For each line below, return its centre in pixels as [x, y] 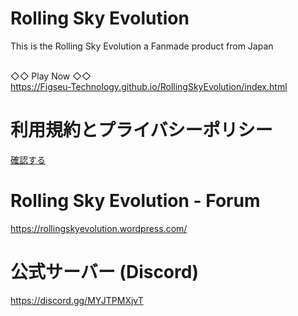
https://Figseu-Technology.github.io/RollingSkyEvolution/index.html [149, 86]
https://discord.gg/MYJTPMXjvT [77, 300]
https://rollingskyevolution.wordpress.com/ [99, 228]
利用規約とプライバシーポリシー [141, 130]
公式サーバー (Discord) [104, 272]
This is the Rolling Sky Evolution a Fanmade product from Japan [142, 46]
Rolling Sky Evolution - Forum [135, 201]
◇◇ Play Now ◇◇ [51, 76]
